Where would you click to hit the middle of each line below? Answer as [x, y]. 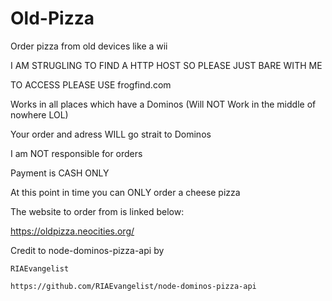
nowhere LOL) [39, 114]
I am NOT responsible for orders [76, 153]
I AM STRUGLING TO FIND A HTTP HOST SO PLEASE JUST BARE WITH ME [166, 65]
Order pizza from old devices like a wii [89, 46]
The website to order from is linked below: [97, 211]
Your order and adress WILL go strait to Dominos [111, 134]
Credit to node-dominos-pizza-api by [87, 250]
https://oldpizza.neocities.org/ [72, 231]
